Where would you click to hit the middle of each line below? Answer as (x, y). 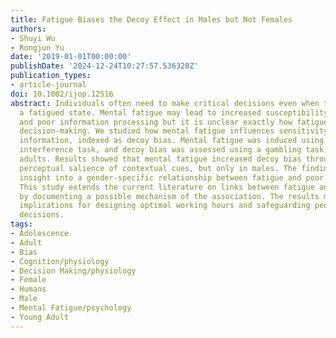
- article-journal (48, 85)
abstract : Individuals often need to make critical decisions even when (165, 103)
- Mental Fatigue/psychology (71, 308)
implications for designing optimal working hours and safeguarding (165, 206)
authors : (28, 29)
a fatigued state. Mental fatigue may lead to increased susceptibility (174, 112)
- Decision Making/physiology (73, 271)
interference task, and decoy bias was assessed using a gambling (160, 150)
